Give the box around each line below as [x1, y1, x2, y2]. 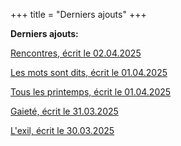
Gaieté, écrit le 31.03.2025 [10, 105, 119, 117]
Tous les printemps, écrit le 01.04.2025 [10, 86, 172, 98]
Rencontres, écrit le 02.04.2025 [10, 47, 142, 59]
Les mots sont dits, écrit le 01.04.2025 [10, 67, 168, 78]
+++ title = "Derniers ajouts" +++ [10, 9, 147, 20]
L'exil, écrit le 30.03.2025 [10, 125, 115, 136]
